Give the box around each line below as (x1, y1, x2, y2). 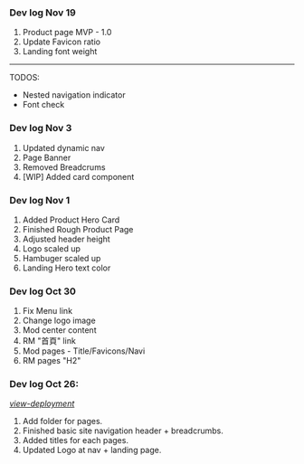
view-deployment (9, 398, 75, 409)
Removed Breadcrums (22, 161, 106, 173)
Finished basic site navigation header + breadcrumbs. (22, 425, 224, 436)
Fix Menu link (22, 306, 73, 317)
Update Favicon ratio (22, 36, 101, 47)
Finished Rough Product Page (22, 223, 134, 234)
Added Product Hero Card (22, 214, 120, 225)
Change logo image (22, 315, 97, 327)
